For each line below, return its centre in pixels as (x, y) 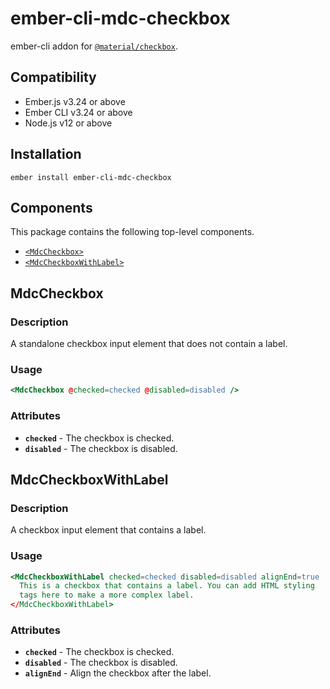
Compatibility (53, 77)
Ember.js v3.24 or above (75, 101)
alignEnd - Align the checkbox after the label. (118, 673)
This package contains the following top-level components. (132, 232)
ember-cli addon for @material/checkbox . (94, 46)
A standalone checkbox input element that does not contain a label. (149, 344)
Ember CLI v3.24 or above (78, 112)
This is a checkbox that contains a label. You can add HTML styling (167, 586)
